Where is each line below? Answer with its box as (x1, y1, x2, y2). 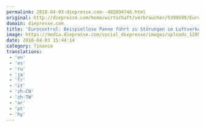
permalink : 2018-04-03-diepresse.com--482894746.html (6, 9, 146, 15)
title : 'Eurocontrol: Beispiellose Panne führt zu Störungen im (6, 26, 173, 32)
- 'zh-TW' (9, 94, 34, 100)
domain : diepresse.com (6, 20, 64, 26)
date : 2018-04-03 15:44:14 (6, 37, 75, 43)
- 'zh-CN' (9, 89, 34, 95)
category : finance (6, 43, 53, 49)
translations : (6, 49, 43, 55)
